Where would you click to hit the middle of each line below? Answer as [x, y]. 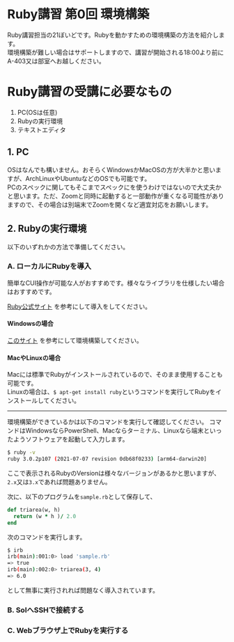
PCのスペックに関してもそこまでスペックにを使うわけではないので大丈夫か [114, 187]
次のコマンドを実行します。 [47, 537]
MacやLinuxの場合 [34, 358]
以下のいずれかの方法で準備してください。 [68, 246]
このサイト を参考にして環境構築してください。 [75, 340]
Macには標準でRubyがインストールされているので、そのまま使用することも [115, 375]
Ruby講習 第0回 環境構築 [78, 14]
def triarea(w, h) [34, 510]
